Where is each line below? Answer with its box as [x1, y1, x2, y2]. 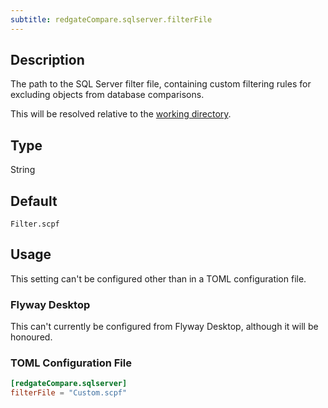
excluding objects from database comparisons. [10, 89, 205, 101]
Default [10, 192, 58, 210]
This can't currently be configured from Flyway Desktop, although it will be [10, 321, 319, 333]
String [10, 164, 36, 176]
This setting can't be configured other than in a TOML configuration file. [10, 272, 307, 285]
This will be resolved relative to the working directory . [10, 108, 232, 120]
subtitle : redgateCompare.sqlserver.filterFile [10, 14, 213, 25]
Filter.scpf [10, 219, 60, 230]
